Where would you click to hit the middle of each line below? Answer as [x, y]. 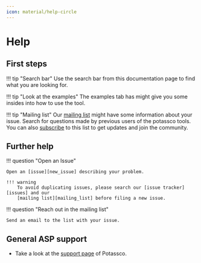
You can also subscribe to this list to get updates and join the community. [97, 127]
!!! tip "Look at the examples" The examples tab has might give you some [97, 97]
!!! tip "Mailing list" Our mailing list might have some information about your [99, 115]
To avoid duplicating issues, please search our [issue [89, 188]
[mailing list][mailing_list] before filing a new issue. [91, 198]
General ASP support [47, 239]
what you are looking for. [37, 84]
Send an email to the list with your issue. [63, 221]
